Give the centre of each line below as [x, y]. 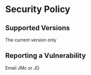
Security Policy [38, 9]
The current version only [31, 40]
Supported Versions [37, 28]
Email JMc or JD [22, 68]
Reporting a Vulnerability [45, 56]
